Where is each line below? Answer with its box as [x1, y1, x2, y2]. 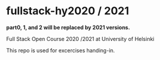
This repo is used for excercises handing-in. [6, 46, 115, 54]
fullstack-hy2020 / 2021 [6, 4, 129, 18]
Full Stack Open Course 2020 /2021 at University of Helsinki [6, 35, 155, 42]
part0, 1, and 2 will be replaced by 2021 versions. [6, 24, 131, 31]
